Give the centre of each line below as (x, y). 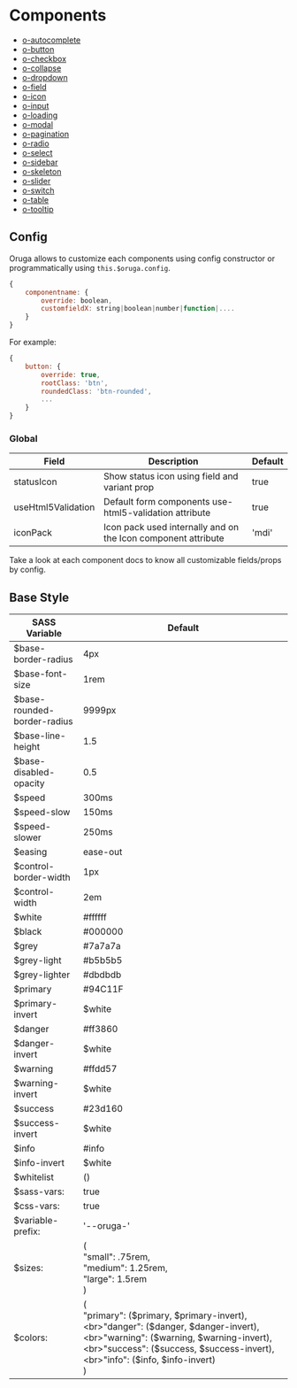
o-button (38, 49)
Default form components (156, 502)
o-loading (40, 115)
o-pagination (45, 134)
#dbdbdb (102, 975)
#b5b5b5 (103, 960)
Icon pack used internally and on (171, 528)
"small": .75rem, (116, 1257)
